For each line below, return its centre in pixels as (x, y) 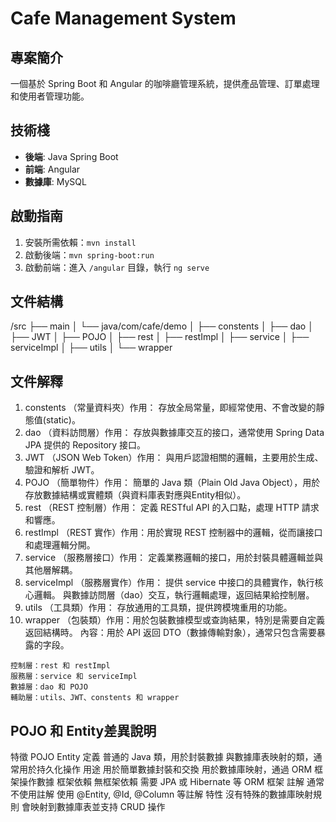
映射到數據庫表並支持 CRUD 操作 (97, 807)
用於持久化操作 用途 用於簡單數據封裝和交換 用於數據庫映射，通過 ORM (165, 769)
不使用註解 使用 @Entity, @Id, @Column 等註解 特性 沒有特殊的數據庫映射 (162, 794)
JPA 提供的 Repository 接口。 (85, 445)
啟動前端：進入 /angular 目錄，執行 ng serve (117, 267)
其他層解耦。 (51, 570)
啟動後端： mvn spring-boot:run (89, 254)
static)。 (63, 420)
